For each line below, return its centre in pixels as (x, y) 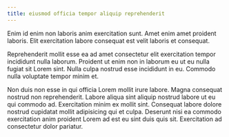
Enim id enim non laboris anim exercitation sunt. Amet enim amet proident (112, 33)
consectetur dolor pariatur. (45, 126)
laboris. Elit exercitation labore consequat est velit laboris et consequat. (109, 40)
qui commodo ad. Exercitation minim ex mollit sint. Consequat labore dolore (114, 104)
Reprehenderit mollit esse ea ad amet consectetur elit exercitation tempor (111, 54)
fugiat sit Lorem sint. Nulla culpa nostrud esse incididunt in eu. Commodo (111, 68)
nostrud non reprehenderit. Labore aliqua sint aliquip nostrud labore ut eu (111, 97)
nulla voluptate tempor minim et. (53, 76)
